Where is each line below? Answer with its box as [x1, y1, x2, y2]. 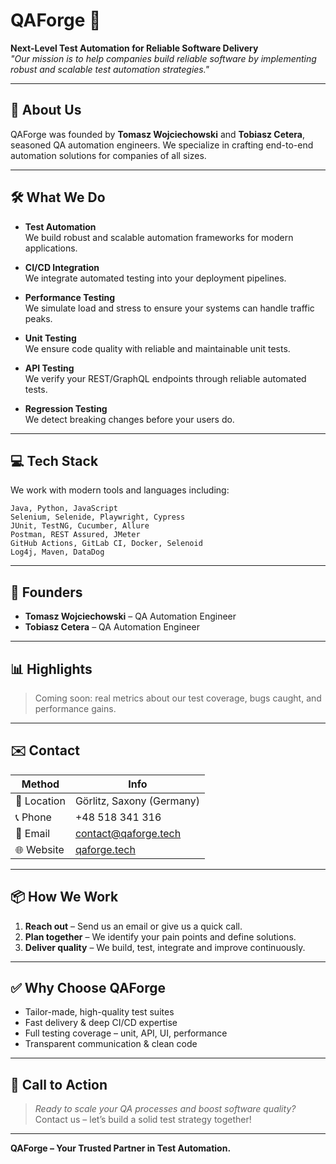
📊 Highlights [10, 660, 93, 678]
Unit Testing [24, 332, 77, 344]
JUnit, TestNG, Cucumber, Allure [10, 521, 150, 531]
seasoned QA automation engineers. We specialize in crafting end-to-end [10, 139, 314, 151]
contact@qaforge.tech [74, 826, 182, 840]
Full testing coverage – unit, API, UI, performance [24, 1027, 228, 1039]
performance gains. [34, 703, 117, 714]
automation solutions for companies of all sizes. [10, 149, 207, 161]
